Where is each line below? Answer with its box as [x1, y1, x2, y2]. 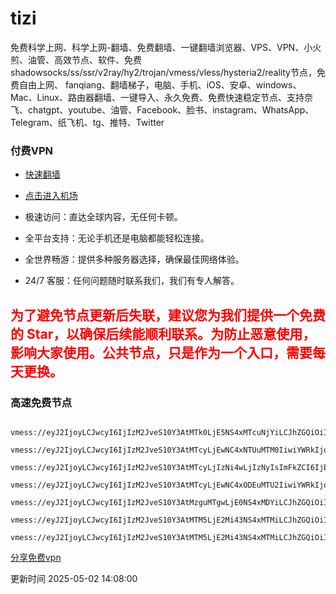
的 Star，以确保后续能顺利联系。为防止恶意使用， [10, 325, 317, 342]
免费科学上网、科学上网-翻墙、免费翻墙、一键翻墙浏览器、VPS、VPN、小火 [10, 41, 322, 53]
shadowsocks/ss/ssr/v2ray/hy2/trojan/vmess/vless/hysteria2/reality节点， [10, 66, 317, 78]
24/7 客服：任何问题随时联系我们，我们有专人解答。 [24, 275, 240, 287]
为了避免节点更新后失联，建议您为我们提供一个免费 [10, 307, 326, 324]
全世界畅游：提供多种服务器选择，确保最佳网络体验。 [24, 253, 245, 266]
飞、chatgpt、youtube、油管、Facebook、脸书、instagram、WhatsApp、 [10, 103, 315, 116]
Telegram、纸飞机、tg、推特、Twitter [10, 116, 165, 128]
